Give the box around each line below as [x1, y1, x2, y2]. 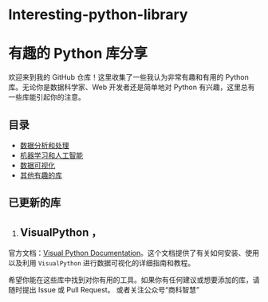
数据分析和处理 [19, 140, 69, 150]
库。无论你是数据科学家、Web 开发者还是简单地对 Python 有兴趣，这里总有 [8, 82, 255, 92]
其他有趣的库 [19, 170, 62, 180]
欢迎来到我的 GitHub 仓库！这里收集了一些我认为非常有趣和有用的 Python [8, 73, 250, 82]
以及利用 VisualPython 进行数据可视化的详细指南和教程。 [8, 258, 195, 268]
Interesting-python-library [8, 6, 188, 24]
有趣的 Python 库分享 [8, 45, 148, 63]
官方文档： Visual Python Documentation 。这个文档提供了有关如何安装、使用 [8, 249, 260, 258]
